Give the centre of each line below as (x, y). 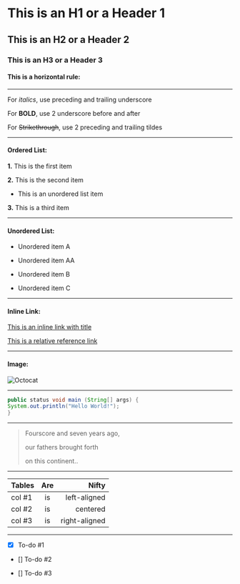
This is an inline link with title (50, 327)
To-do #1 (31, 545)
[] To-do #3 (35, 573)
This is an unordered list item (60, 194)
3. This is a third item (38, 207)
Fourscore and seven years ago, (72, 433)
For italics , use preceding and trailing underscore (80, 99)
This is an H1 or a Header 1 (86, 13)
